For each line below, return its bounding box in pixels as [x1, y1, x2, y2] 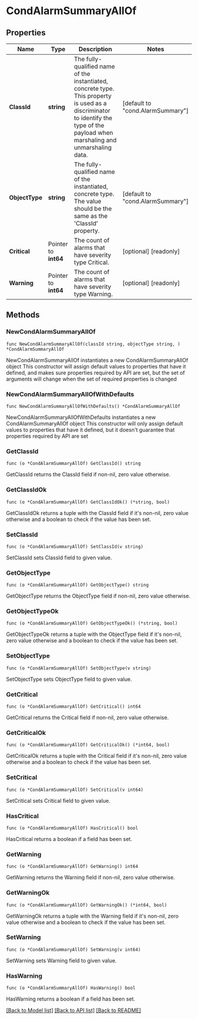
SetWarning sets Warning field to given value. [6, 957, 117, 964]
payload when [74, 128, 113, 137]
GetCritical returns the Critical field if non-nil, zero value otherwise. [6, 714, 169, 721]
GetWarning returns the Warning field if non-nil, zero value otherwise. [6, 874, 176, 881]
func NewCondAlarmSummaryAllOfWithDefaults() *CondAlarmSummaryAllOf [6, 403, 181, 409]
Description [78, 45, 113, 53]
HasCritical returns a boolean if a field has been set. [6, 835, 133, 842]
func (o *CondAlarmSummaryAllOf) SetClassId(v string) [6, 543, 144, 549]
